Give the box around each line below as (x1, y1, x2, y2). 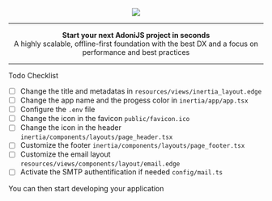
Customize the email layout (19, 149, 111, 159)
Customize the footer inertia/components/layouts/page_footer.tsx (19, 140, 245, 150)
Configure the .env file (19, 105, 96, 115)
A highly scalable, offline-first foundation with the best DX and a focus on (13, 39, 259, 48)
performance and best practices (82, 48, 190, 57)
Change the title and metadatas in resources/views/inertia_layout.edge (19, 86, 262, 96)
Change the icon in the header (19, 123, 122, 132)
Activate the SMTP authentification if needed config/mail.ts (19, 167, 223, 177)
